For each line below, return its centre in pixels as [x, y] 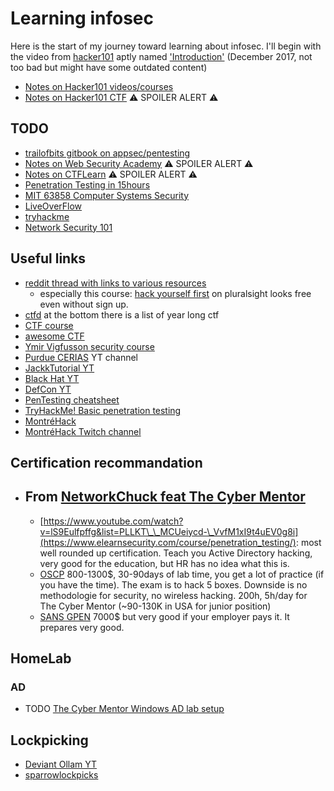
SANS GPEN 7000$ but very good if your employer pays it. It [164, 616]
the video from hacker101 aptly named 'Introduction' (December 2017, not [161, 56]
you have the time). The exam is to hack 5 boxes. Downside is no [173, 584]
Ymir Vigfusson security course [89, 346]
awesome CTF [54, 336]
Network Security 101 [68, 227]
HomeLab [41, 658]
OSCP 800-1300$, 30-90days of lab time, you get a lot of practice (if [182, 574]
